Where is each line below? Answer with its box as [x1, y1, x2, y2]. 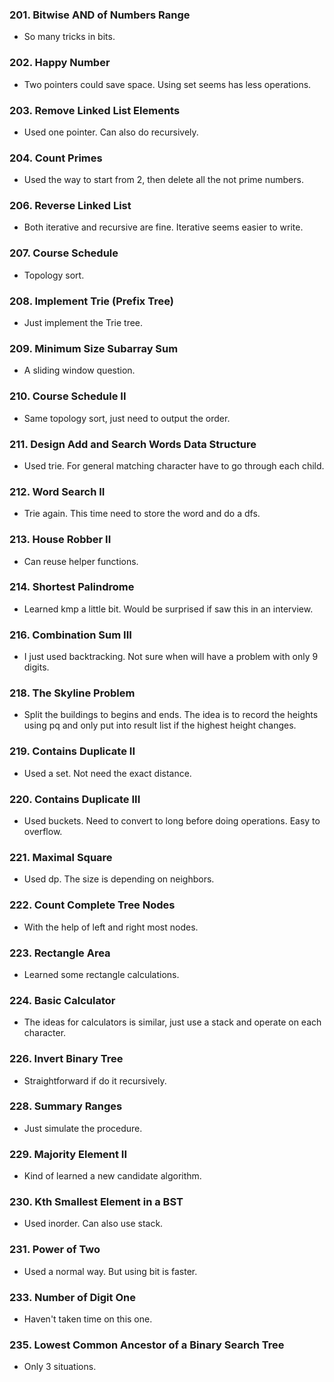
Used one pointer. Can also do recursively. [23, 126, 199, 138]
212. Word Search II [9, 484, 106, 498]
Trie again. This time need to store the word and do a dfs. [23, 508, 261, 520]
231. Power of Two [9, 1243, 101, 1257]
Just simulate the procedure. [23, 1122, 143, 1134]
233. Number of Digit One [9, 1290, 136, 1304]
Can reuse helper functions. [23, 555, 139, 567]
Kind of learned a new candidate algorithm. [23, 1170, 202, 1182]
